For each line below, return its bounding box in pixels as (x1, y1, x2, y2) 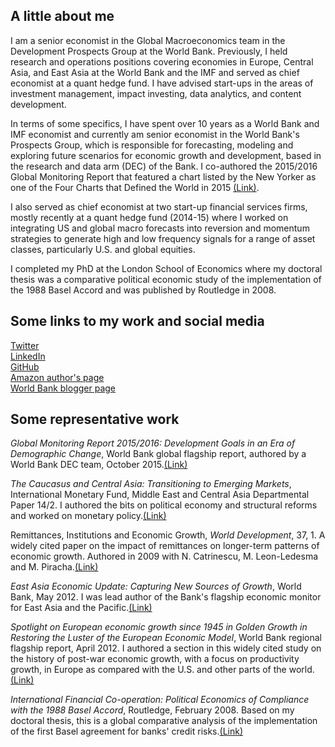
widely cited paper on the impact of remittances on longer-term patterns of (10, 540, 320, 552)
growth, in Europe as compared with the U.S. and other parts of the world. (10, 664, 315, 676)
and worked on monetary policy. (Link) (10, 510, 167, 522)
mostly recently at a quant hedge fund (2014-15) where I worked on (10, 211, 289, 223)
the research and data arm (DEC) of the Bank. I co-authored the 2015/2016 (10, 160, 318, 172)
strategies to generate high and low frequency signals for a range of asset (10, 232, 316, 244)
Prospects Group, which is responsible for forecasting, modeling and (10, 139, 294, 151)
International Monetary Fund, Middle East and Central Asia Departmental (10, 489, 310, 501)
